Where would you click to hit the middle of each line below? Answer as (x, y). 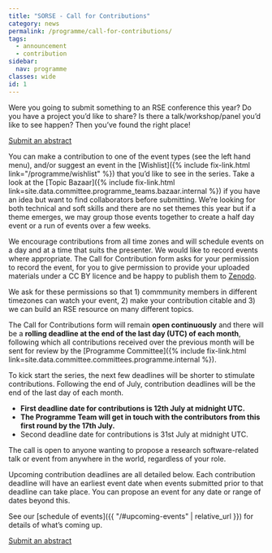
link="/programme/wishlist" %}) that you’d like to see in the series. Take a (132, 173)
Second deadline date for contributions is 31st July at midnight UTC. (134, 434)
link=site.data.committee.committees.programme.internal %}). (112, 359)
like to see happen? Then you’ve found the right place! (99, 125)
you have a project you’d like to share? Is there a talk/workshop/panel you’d (135, 116)
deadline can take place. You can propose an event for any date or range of (135, 492)
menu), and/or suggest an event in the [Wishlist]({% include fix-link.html (129, 165)
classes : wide (32, 77)
